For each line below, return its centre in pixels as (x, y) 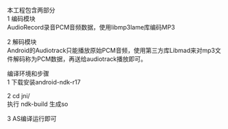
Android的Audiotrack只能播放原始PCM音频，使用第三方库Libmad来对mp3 (111, 50)
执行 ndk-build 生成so (38, 104)
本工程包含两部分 (31, 10)
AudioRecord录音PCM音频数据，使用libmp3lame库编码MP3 (91, 27)
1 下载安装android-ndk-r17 (44, 82)
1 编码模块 (21, 19)
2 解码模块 (22, 42)
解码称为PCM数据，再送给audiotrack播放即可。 (80, 59)
